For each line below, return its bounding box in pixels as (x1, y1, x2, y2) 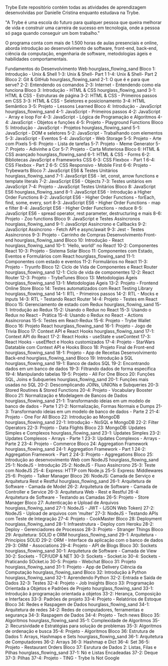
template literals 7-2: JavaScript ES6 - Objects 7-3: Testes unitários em (5, 178, 152, 184)
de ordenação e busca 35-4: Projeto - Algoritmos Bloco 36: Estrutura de (5, 628, 154, 634)
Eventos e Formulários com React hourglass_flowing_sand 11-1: (5, 253, 135, 259)
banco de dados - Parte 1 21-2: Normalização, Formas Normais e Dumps (5, 403, 155, 409)
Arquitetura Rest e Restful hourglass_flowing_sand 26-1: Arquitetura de (5, 478, 151, 484)
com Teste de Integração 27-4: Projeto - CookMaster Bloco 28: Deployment (5, 516, 162, 521)
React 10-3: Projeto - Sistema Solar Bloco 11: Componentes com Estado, (5, 248, 154, 254)
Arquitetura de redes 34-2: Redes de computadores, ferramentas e (5, 607, 144, 613)
